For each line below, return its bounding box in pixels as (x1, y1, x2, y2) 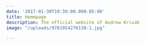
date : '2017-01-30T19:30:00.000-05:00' (6, 8, 105, 15)
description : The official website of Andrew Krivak (6, 19, 140, 25)
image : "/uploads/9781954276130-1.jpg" (6, 25, 105, 31)
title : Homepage (6, 14, 46, 20)
